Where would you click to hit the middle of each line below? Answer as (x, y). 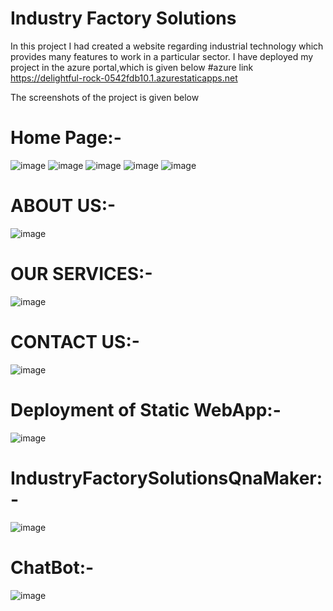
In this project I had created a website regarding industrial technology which (167, 46)
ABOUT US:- (63, 206)
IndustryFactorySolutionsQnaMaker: (166, 478)
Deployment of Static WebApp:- (146, 409)
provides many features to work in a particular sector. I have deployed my (162, 56)
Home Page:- (66, 138)
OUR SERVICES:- (81, 274)
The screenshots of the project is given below (105, 97)
